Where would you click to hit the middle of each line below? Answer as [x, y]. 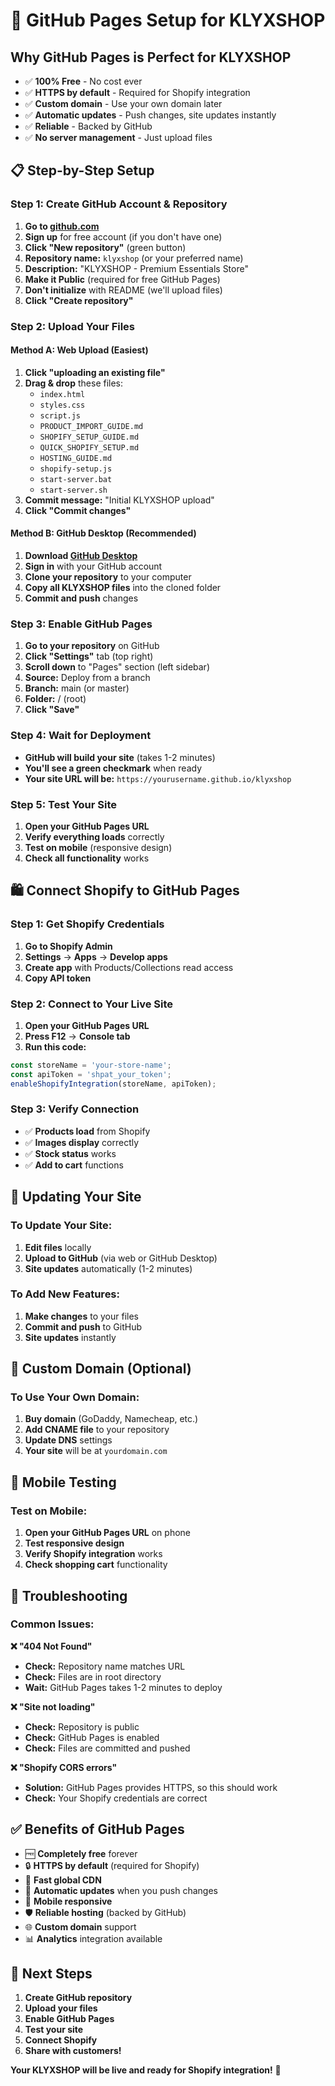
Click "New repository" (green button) [105, 247]
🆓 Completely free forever [81, 1853]
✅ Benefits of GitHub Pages [97, 1829]
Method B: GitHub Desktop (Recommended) [103, 533]
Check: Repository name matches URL [105, 1666]
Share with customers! [73, 2051]
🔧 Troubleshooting [69, 1595]
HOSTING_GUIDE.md [76, 458]
